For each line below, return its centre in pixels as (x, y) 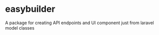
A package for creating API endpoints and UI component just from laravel (79, 23)
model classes (20, 28)
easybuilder (30, 9)
